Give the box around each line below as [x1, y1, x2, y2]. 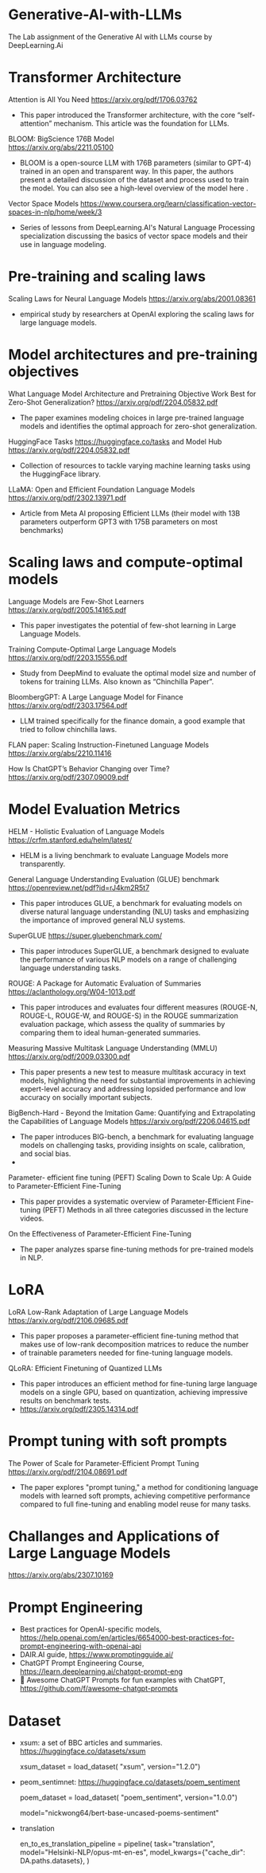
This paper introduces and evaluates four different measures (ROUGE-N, [19, 1002, 258, 1012]
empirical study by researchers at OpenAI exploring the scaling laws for [19, 309, 255, 319]
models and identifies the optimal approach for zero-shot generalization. [19, 421, 257, 431]
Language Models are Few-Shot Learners [8, 596, 145, 606]
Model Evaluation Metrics [8, 800, 181, 818]
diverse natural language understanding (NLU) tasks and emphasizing [19, 907, 249, 916]
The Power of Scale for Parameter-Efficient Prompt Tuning [8, 1458, 199, 1467]
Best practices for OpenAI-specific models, [19, 1624, 162, 1634]
